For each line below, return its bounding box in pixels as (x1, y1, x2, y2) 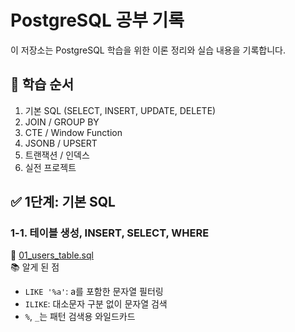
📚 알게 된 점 (10, 261, 60, 273)
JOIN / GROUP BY (24, 116, 100, 128)
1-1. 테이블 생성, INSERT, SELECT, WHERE (10, 226, 210, 240)
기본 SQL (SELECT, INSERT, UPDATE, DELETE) (24, 104, 217, 116)
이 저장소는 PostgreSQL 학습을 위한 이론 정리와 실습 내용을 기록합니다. (10, 44, 286, 56)
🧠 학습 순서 (10, 76, 75, 93)
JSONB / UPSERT (24, 137, 98, 149)
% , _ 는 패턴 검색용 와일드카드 (24, 311, 136, 323)
